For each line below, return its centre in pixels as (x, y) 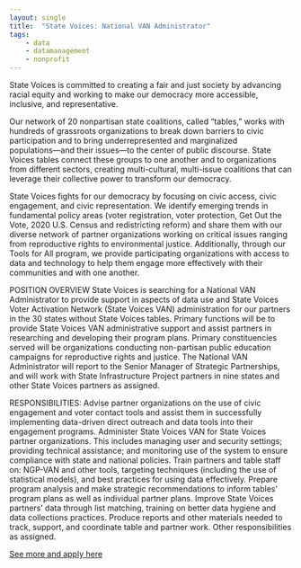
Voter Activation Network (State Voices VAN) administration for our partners (150, 309)
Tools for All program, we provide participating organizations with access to (150, 253)
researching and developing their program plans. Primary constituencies (143, 337)
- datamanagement (58, 51)
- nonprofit (48, 59)
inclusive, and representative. (64, 104)
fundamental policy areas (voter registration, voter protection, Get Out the (146, 215)
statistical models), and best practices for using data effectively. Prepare (144, 479)
